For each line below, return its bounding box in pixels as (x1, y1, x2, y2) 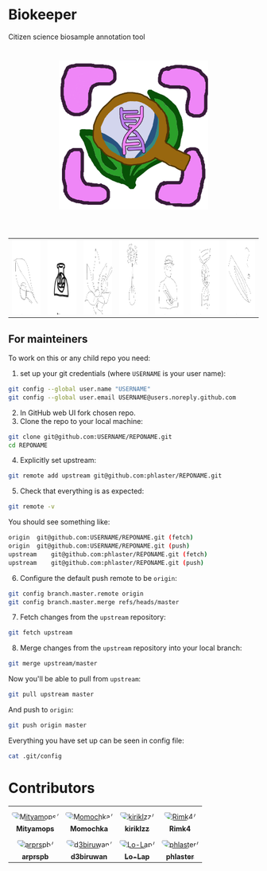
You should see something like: (8, 517, 110, 527)
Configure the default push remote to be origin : (19, 573, 177, 583)
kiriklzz (124, 823, 149, 834)
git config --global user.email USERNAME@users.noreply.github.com (8, 393, 237, 402)
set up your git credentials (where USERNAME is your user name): (19, 368, 226, 378)
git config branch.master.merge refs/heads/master (8, 598, 180, 606)
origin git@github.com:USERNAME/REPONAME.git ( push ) (8, 542, 191, 551)
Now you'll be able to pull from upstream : (8, 674, 141, 684)
